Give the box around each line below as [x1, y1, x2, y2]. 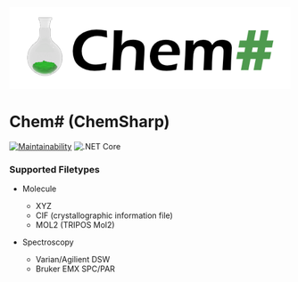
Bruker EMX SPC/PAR [35, 263, 116, 274]
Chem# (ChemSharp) [9, 112, 170, 132]
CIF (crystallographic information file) [35, 210, 174, 221]
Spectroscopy [21, 237, 74, 247]
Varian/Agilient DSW [35, 254, 111, 265]
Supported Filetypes [9, 163, 100, 175]
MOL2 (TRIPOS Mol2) [35, 220, 115, 230]
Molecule [21, 183, 57, 194]
